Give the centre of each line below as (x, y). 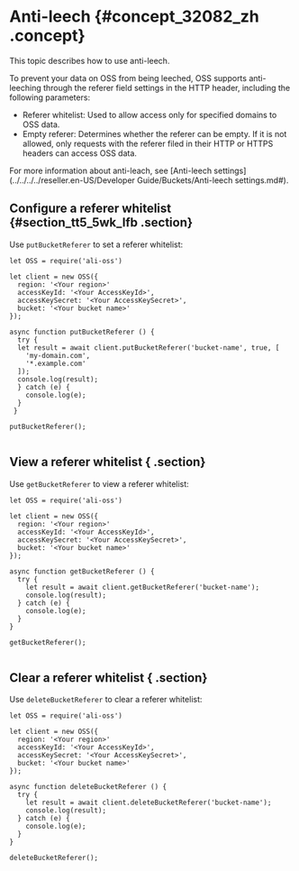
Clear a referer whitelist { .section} (109, 678)
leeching (26, 87)
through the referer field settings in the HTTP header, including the (167, 87)
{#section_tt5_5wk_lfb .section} (101, 223)
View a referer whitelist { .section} (108, 462)
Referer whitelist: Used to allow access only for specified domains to (149, 115)
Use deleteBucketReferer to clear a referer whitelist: (106, 700)
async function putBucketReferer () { (82, 332)
